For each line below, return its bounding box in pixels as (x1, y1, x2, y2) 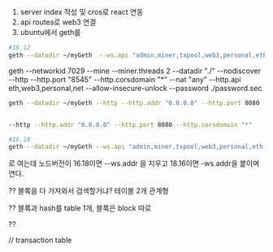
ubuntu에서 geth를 (19, 28, 81, 37)
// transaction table (8, 235, 72, 245)
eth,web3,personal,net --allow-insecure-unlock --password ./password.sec (8, 83, 262, 93)
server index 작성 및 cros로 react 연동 (19, 7, 144, 16)
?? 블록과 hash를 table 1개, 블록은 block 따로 (8, 203, 152, 213)
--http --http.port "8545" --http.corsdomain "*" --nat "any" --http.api (8, 74, 241, 84)
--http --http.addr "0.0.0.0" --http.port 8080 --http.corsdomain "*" (8, 120, 253, 128)
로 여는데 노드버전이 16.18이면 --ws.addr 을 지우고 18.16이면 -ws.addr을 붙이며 (8, 159, 260, 168)
